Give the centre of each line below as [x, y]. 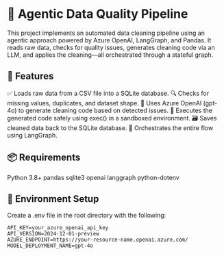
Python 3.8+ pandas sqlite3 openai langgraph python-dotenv [93, 177]
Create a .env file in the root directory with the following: [87, 216]
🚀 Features [30, 76]
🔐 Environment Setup [53, 199]
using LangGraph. [32, 135]
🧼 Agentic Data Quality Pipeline [98, 14]
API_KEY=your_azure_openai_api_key [58, 228]
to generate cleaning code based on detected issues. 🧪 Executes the [115, 110]
